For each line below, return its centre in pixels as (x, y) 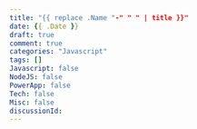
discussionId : (36, 111)
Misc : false (32, 102)
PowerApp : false (40, 85)
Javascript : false (44, 69)
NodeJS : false (36, 77)
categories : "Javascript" (58, 52)
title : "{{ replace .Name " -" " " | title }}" (99, 18)
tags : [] (26, 60)
